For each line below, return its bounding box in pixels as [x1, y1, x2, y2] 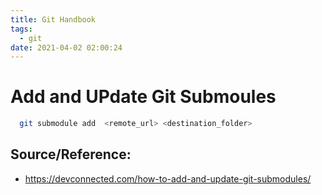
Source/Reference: [10, 146, 132, 163]
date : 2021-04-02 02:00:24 [10, 42, 123, 53]
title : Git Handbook [10, 14, 97, 25]
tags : [10, 24, 33, 34]
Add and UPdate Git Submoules [10, 86, 277, 108]
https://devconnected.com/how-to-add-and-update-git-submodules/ [24, 172, 312, 185]
